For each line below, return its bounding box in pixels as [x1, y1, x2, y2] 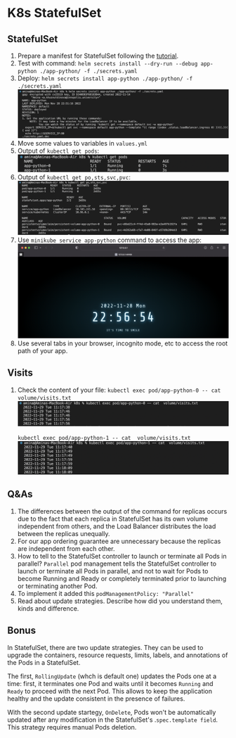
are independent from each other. [17, 544, 115, 553]
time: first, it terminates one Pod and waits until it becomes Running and [7, 679, 214, 687]
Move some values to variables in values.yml [17, 139, 147, 148]
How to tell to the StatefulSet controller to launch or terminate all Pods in [17, 552, 227, 560]
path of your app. [17, 347, 68, 355]
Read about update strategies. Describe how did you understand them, [17, 597, 223, 605]
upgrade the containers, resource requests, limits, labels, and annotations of [7, 651, 228, 659]
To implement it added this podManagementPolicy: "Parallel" [17, 589, 195, 597]
